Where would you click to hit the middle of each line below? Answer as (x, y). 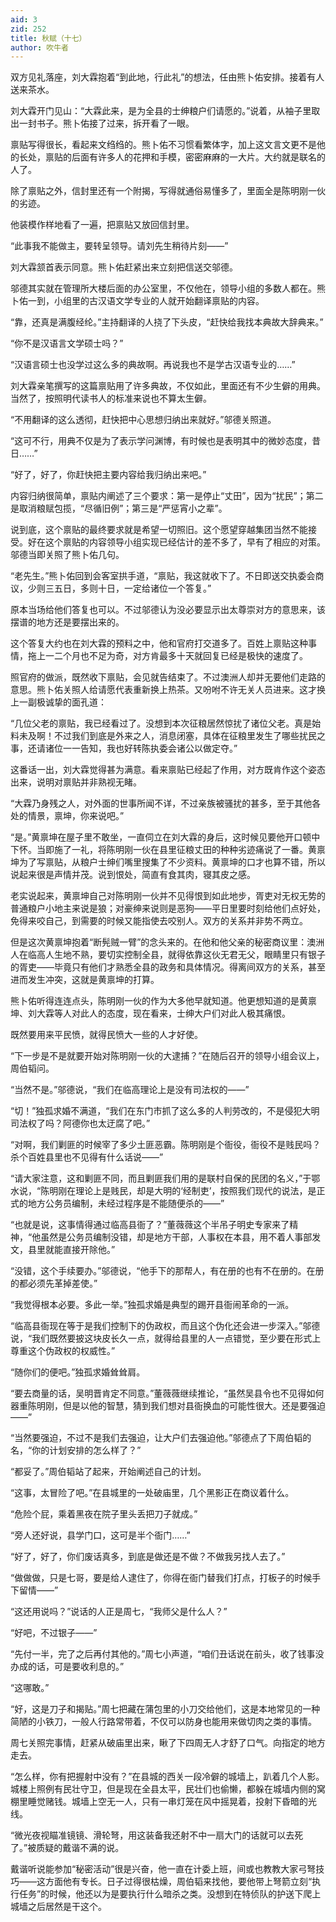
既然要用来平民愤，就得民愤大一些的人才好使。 (106, 1035)
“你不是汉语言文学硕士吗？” (67, 343)
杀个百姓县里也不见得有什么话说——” (87, 1157)
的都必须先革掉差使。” (54, 1283)
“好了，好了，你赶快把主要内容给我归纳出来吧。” (108, 475)
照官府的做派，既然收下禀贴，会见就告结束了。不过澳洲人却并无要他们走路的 (168, 677)
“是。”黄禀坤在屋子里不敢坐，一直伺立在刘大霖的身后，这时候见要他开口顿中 (165, 837)
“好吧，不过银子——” (54, 1633)
